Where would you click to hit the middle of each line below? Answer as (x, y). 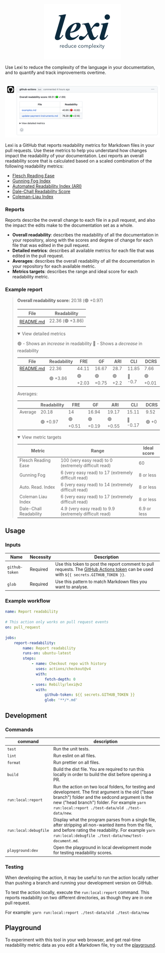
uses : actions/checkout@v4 (64, 669)
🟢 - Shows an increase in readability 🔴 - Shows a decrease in (80, 343)
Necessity (41, 557)
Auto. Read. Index (37, 487)
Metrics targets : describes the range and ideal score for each (75, 272)
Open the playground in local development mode (102, 848)
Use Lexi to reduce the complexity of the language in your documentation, (80, 68)
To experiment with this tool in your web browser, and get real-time (73, 940)
